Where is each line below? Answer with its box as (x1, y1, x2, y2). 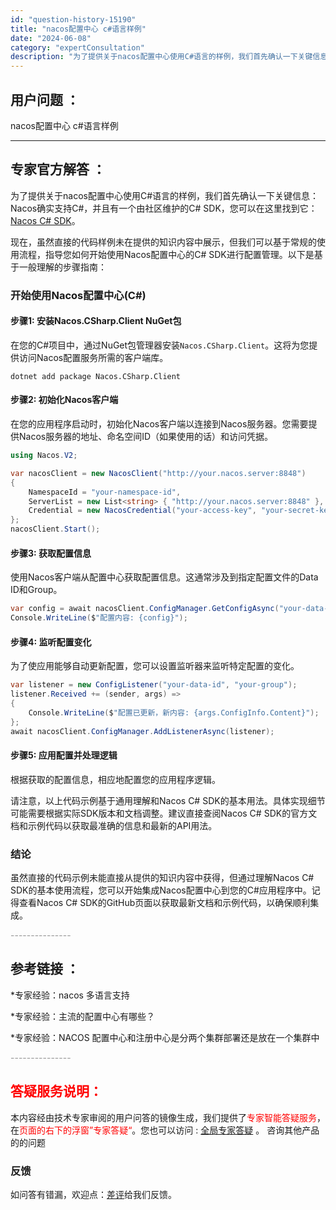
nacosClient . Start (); (10, 524, 101, 535)
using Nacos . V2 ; (10, 451, 78, 461)
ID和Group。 (10, 584, 63, 596)
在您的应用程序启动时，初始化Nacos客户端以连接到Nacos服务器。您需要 (10, 418, 309, 430)
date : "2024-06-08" (10, 33, 92, 43)
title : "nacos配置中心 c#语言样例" (10, 24, 147, 34)
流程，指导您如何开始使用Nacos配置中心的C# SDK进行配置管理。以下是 (18, 248, 315, 260)
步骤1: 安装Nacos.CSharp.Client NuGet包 (10, 315, 182, 327)
